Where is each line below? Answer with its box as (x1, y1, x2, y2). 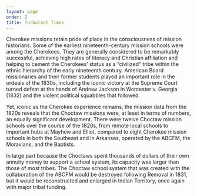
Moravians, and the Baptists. (6, 141, 75, 148)
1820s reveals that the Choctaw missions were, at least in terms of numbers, (6, 109, 191, 117)
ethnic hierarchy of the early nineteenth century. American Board (6, 67, 164, 74)
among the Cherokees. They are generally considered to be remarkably (6, 48, 179, 55)
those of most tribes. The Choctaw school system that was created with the (6, 165, 190, 172)
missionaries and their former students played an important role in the (6, 73, 175, 80)
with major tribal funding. (6, 184, 67, 191)
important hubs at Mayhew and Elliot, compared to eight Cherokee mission (6, 128, 187, 135)
